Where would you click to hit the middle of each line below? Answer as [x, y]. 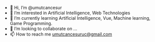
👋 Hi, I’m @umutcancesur [36, 8]
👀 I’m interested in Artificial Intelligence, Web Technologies [70, 13]
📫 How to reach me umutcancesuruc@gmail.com [61, 34]
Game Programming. [31, 23]
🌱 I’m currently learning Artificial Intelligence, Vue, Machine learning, [80, 18]
